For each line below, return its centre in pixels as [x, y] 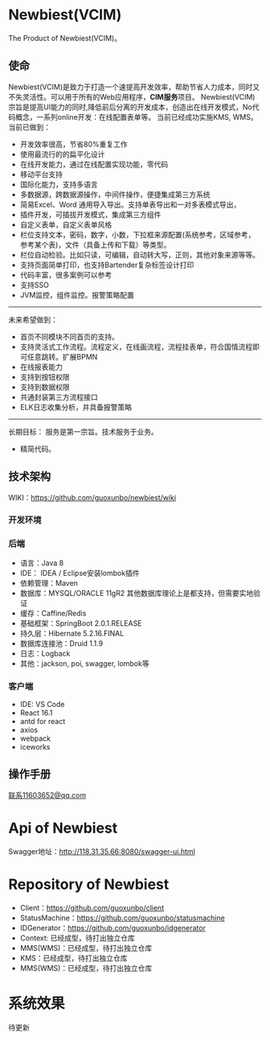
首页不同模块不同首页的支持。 [69, 336]
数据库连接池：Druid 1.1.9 [61, 643]
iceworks [35, 747]
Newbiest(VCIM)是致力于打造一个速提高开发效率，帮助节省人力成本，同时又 [134, 87]
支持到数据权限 [45, 387]
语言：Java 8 [42, 563]
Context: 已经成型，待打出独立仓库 [77, 938]
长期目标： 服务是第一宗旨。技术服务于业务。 [83, 431]
